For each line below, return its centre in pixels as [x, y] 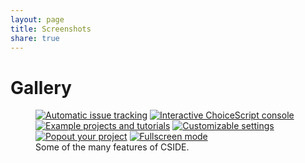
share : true [35, 38]
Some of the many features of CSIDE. [112, 147]
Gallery [41, 87]
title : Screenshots [51, 29]
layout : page [37, 19]
